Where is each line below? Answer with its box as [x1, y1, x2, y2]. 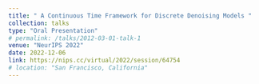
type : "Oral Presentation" [8, 26, 98, 34]
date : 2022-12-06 [8, 49, 66, 57]
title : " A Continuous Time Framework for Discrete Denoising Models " [8, 11, 252, 20]
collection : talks [8, 19, 70, 27]
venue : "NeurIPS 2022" [8, 42, 84, 50]
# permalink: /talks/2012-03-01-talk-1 [8, 34, 141, 42]
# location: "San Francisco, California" [8, 64, 149, 72]
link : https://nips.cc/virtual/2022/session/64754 [8, 57, 181, 65]
